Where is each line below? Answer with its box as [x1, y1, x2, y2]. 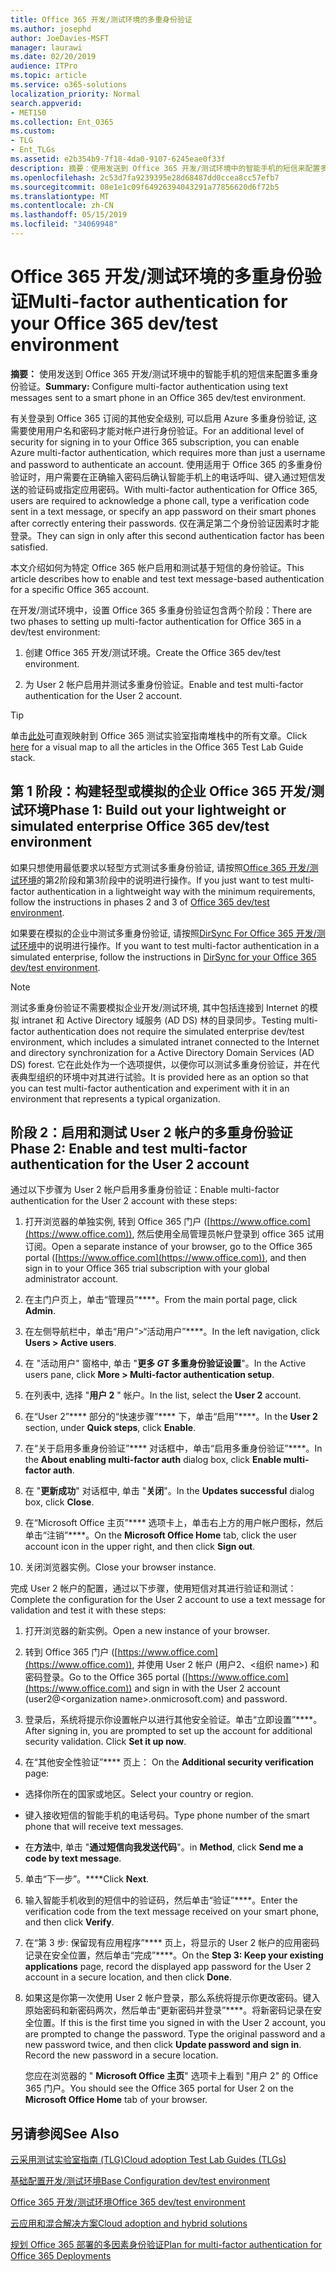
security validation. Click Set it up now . [24, 1736, 187, 1748]
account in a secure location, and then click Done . [24, 1971, 232, 1983]
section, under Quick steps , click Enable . [24, 1422, 197, 1434]
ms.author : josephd [10, 24, 92, 34]
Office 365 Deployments [10, 2250, 112, 2262]
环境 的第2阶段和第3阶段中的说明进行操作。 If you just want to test [18, 874, 288, 886]
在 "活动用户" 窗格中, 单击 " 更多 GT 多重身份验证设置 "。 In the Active [24, 1357, 307, 1370]
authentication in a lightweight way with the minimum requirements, [36, 885, 316, 897]
